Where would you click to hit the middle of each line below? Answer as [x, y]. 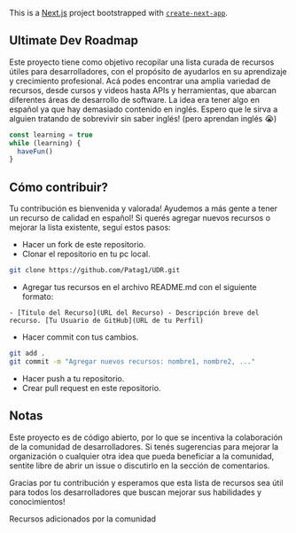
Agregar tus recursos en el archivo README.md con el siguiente [139, 287]
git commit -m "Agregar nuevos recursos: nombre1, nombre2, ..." [132, 361]
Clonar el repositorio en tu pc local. [86, 254]
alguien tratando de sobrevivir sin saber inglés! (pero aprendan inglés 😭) [143, 118]
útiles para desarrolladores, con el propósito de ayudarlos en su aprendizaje [148, 71]
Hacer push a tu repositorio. [73, 378]
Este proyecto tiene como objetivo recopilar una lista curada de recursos [142, 62]
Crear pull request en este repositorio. [91, 388]
